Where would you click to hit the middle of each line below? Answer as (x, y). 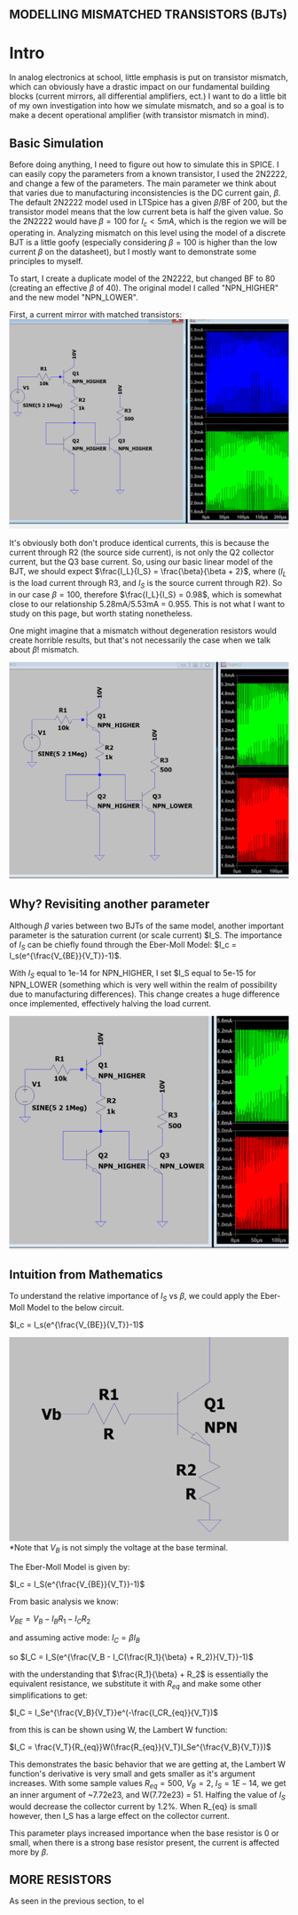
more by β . (29, 1852)
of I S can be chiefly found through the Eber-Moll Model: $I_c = (123, 945)
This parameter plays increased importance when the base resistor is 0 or (144, 1833)
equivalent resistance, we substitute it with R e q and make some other (135, 1685)
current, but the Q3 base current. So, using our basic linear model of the (141, 561)
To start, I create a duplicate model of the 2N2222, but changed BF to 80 (142, 278)
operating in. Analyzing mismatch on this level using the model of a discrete (148, 232)
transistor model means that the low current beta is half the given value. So (146, 212)
